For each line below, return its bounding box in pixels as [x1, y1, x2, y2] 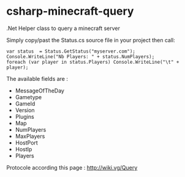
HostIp [15, 145, 32, 153]
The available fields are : [6, 75, 69, 82]
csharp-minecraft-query [6, 4, 134, 18]
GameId [15, 100, 36, 107]
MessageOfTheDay [15, 87, 64, 94]
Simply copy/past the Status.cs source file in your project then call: [6, 36, 176, 43]
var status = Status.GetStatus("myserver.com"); [6, 48, 136, 55]
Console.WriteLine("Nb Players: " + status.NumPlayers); [6, 53, 155, 59]
